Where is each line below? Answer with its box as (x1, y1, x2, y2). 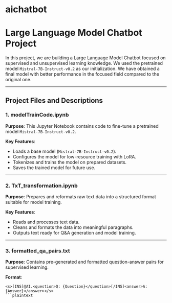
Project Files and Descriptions (5, 96, 103, 105)
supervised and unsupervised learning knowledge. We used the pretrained (5, 60, 163, 66)
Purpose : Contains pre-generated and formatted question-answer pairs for (5, 259, 164, 265)
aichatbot (5, 4, 47, 15)
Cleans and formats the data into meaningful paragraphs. (12, 224, 134, 230)
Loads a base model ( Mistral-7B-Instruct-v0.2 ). (12, 148, 117, 154)
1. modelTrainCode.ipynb (5, 111, 69, 119)
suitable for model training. (5, 199, 62, 205)
